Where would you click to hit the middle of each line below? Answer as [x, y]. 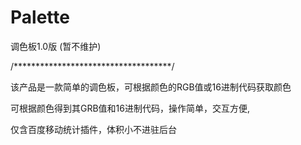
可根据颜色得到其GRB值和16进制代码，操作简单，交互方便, [130, 108]
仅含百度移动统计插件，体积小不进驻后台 [93, 129]
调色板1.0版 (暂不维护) [56, 46]
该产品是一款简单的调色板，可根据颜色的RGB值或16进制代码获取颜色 [151, 87]
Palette [40, 17]
